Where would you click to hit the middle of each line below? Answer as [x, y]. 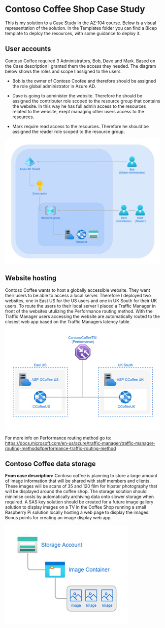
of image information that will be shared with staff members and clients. [78, 481]
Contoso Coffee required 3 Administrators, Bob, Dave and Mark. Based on [80, 61]
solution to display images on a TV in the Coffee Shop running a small [76, 507]
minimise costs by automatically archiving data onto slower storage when [80, 497]
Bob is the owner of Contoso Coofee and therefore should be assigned [84, 81]
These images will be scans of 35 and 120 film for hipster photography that [81, 486]
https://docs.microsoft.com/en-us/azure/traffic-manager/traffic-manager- [80, 443]
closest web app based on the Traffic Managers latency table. [68, 321]
